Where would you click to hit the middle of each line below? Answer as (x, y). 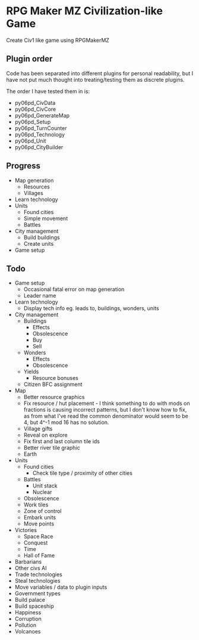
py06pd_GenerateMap (42, 115)
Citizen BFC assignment (53, 384)
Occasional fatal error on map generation (74, 289)
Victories (26, 530)
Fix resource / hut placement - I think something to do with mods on (107, 403)
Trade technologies (38, 574)
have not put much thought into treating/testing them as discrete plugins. (96, 79)
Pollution (26, 625)
